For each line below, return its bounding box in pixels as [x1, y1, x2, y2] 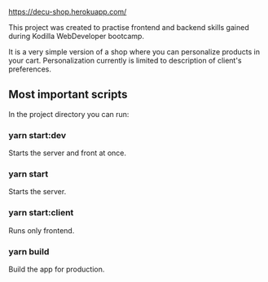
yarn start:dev [8, 129, 67, 141]
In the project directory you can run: [8, 109, 130, 119]
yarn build [8, 245, 50, 257]
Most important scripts [8, 88, 128, 102]
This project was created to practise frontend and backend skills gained [8, 23, 250, 32]
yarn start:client [8, 207, 74, 219]
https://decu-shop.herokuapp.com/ [8, 7, 127, 16]
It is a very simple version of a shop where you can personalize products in [8, 47, 261, 56]
